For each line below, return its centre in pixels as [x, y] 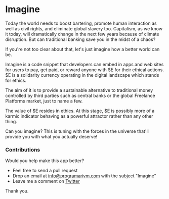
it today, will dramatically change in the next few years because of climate [82, 34]
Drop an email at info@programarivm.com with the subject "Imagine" [85, 176]
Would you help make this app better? [45, 161]
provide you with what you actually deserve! [51, 136]
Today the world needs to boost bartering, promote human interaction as [81, 23]
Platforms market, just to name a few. [44, 101]
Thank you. [17, 191]
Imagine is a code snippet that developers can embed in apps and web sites [85, 64]
